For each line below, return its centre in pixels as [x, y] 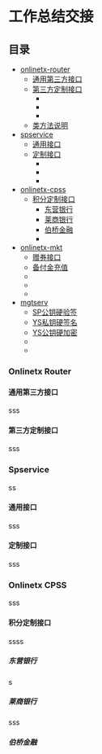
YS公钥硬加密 [55, 332]
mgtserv [34, 302]
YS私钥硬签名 [55, 322]
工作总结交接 [51, 17]
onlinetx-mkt [41, 248]
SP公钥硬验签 [55, 312]
